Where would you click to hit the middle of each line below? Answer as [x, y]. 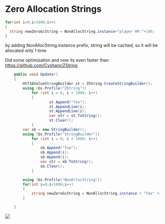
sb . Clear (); [52, 166]
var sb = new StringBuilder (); [55, 129]
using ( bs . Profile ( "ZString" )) [55, 88]
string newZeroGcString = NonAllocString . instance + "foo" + [95, 193]
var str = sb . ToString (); [67, 162]
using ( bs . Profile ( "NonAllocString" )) [62, 180]
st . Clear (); [61, 120]
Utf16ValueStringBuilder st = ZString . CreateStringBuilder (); [88, 84]
